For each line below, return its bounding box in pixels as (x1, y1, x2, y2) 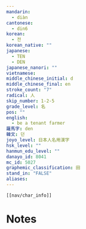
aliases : (6, 176, 28, 182)
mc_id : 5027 (6, 159, 36, 165)
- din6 (11, 25, 28, 32)
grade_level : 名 (6, 103, 46, 110)
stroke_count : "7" (6, 87, 52, 93)
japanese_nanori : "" (6, 64, 58, 71)
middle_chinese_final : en (6, 82, 70, 88)
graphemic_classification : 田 (6, 165, 81, 171)
